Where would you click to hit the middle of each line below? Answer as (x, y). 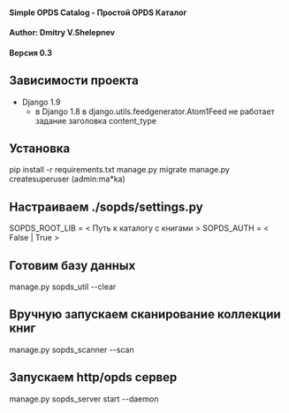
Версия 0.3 (31, 52)
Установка (40, 148)
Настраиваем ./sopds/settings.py (106, 206)
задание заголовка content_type (96, 120)
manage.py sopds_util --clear (63, 287)
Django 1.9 (41, 102)
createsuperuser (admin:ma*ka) (67, 179)
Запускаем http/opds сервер (93, 377)
